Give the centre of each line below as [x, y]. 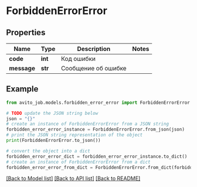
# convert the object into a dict [48, 151]
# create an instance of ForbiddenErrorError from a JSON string [87, 124]
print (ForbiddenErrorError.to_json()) [53, 141]
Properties [26, 33]
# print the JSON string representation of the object [74, 135]
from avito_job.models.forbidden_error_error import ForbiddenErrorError [98, 103]
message [22, 68]
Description [94, 49]
